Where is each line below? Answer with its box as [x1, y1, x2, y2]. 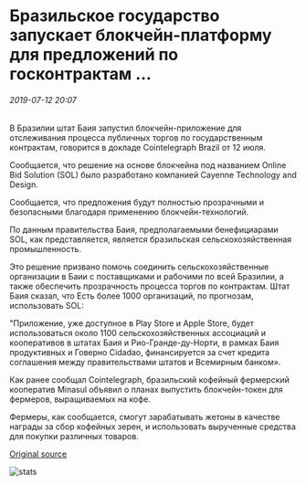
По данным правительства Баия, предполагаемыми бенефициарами [9, 225, 279, 236]
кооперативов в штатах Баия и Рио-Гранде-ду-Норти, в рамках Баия [9, 337, 280, 348]
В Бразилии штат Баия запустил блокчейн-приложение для [9, 122, 242, 133]
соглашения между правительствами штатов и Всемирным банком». [9, 357, 281, 368]
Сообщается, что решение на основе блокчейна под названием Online [9, 160, 287, 171]
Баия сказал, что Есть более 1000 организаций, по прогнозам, [9, 290, 254, 301]
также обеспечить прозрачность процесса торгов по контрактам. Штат [9, 280, 290, 292]
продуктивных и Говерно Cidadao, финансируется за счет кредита [9, 347, 270, 358]
